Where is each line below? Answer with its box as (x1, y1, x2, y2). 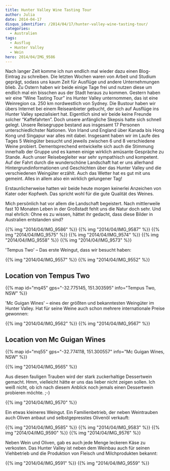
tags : (5, 36, 17, 41)
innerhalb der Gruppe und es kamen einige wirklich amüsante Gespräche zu (5, 149, 164, 155)
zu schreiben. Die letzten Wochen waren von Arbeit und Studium (21, 74, 156, 80)
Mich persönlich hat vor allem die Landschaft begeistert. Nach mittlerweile (5, 201, 160, 207)
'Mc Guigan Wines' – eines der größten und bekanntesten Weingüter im (5, 300, 154, 306)
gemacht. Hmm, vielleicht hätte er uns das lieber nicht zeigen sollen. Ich (5, 379, 155, 385)
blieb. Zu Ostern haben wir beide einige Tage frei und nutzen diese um (5, 84, 152, 90)
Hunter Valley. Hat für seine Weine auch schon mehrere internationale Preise (5, 305, 165, 311)
